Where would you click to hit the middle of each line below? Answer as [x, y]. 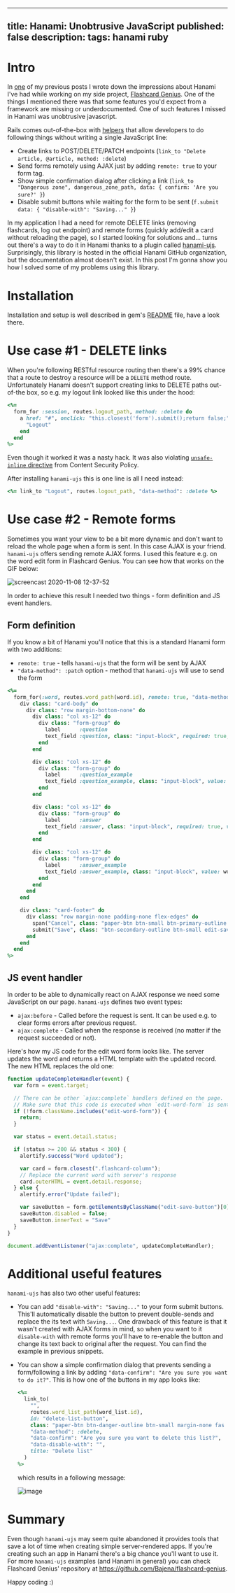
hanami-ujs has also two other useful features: [74, 1293]
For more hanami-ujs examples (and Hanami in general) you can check [109, 1561]
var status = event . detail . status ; [65, 1137]
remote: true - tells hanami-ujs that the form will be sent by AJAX [112, 663]
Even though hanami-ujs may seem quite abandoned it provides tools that [113, 1538]
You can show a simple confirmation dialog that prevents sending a [114, 1365]
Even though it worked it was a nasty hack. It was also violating [98, 458]
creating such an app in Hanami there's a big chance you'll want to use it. [113, 1553]
